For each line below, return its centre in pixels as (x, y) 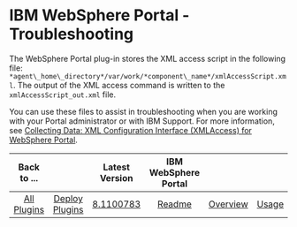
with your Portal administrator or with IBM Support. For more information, (142, 121)
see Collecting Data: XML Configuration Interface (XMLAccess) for (130, 130)
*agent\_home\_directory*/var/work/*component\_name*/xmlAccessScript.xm (148, 76)
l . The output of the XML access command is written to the (117, 85)
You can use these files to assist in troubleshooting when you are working (144, 111)
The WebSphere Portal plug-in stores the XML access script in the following (147, 58)
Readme (175, 204)
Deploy (69, 198)
